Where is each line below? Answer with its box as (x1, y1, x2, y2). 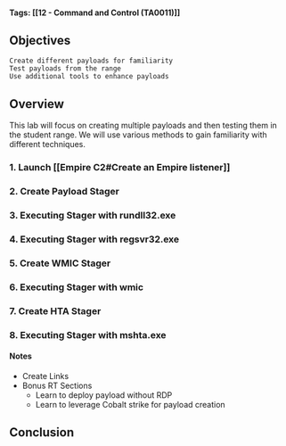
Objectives (9, 32, 71, 48)
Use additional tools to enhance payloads (9, 72, 169, 81)
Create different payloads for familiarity (9, 56, 174, 66)
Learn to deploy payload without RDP (35, 389, 173, 401)
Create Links (21, 370, 69, 381)
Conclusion (9, 425, 75, 441)
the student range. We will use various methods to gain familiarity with (9, 129, 267, 140)
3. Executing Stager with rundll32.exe (9, 209, 176, 221)
